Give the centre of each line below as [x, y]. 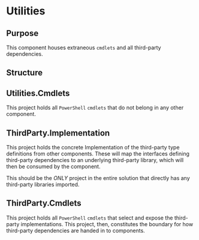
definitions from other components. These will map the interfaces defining [98, 154]
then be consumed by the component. [53, 167]
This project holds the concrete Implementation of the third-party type [93, 148]
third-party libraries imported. [43, 185]
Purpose [22, 33]
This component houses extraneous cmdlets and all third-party [84, 47]
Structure [25, 73]
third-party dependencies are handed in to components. [76, 230]
